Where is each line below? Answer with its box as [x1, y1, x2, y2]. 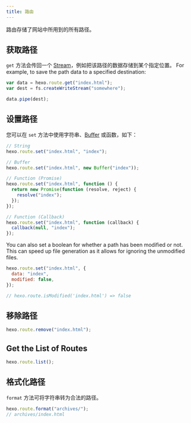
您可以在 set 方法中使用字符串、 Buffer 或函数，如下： [6, 131, 138, 138]
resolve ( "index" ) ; [17, 192, 62, 198]
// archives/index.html [6, 411, 65, 417]
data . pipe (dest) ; [6, 96, 49, 102]
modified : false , [11, 276, 55, 283]
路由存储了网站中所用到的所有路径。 [6, 26, 95, 33]
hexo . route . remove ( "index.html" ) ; [6, 327, 92, 333]
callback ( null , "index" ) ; [11, 225, 76, 231]
